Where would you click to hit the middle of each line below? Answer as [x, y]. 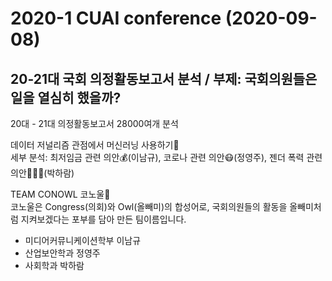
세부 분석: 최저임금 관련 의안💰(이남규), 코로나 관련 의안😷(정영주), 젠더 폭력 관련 [166, 157]
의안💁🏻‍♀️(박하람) [42, 173]
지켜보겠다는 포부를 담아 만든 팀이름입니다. [103, 219]
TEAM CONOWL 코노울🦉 [60, 194]
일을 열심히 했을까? [66, 97]
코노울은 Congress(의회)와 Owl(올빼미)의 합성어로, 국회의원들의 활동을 [149, 206]
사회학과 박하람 [54, 265]
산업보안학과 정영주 [62, 253]
